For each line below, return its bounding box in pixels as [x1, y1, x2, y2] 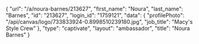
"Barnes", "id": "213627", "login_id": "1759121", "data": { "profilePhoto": [6, 12, 185, 19]
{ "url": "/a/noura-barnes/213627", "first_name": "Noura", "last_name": [6, 5, 184, 12]
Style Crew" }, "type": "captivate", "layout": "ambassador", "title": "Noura [6, 24, 190, 32]
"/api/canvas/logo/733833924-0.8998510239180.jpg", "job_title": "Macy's [6, 18, 193, 25]
